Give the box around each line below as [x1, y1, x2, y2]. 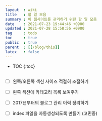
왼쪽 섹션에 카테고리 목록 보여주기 [12, 89, 79, 95]
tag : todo [5, 31, 37, 36]
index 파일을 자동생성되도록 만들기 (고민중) [12, 110, 97, 116]
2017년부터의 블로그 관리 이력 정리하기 [12, 100, 89, 106]
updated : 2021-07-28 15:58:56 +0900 [5, 26, 85, 31]
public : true [5, 40, 37, 45]
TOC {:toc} [12, 63, 35, 69]
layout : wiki [5, 7, 37, 13]
